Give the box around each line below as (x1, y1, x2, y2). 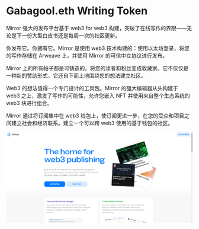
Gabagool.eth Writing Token (6, 4, 148, 18)
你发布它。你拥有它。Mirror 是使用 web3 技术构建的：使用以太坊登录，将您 (6, 44, 190, 52)
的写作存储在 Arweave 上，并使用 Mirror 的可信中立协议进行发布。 (6, 52, 168, 59)
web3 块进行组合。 (6, 99, 53, 106)
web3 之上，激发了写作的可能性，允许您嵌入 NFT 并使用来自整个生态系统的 (6, 92, 191, 99)
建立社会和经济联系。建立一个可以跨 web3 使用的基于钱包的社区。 (11, 119, 174, 126)
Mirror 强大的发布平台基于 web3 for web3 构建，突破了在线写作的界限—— (6, 24, 187, 31)
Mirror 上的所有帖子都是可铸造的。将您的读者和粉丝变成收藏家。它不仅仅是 (6, 64, 189, 72)
